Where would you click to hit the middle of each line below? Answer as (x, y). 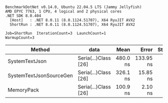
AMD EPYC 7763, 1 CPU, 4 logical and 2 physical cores (63, 11)
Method (40, 49)
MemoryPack (23, 90)
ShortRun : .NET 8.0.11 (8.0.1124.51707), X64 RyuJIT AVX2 (72, 24)
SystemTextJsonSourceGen (40, 75)
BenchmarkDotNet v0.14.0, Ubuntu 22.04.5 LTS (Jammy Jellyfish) (73, 7)
